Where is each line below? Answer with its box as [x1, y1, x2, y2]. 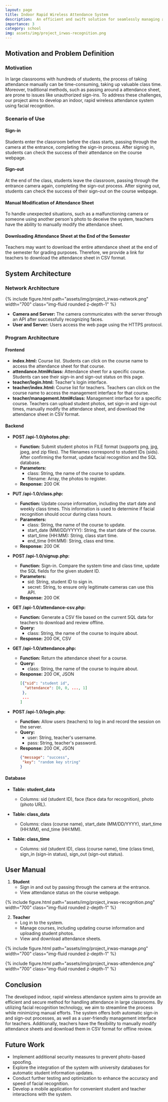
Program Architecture [5, 334, 59, 341]
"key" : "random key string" [22, 760, 81, 765]
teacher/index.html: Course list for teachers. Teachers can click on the [12, 385, 160, 391]
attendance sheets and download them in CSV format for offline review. [5, 1026, 152, 1032]
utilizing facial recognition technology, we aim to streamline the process [5, 1004, 153, 1011]
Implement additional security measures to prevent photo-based [12, 1054, 145, 1060]
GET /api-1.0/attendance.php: [12, 646, 76, 652]
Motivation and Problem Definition [5, 49, 114, 58]
